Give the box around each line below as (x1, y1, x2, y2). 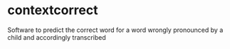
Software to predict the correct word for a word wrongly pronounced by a (7, 26, 224, 34)
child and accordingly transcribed (7, 33, 107, 41)
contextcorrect (7, 2, 98, 18)
